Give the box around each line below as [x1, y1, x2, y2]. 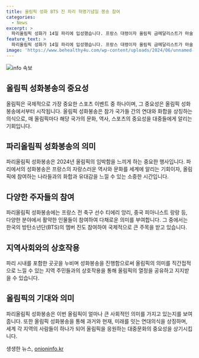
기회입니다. [6, 122, 32, 129]
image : [6, 47, 23, 53]
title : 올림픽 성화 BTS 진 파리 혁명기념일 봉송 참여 [6, 8, 120, 15]
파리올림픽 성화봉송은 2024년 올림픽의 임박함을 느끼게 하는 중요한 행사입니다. [6, 158, 185, 165]
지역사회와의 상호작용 [6, 242, 80, 252]
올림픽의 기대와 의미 [6, 293, 75, 303]
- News [11, 20, 28, 25]
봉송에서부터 [6, 107, 36, 114]
